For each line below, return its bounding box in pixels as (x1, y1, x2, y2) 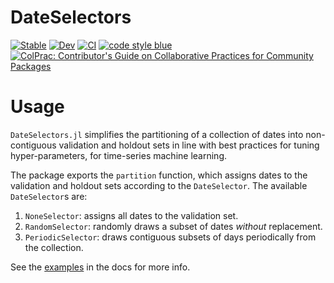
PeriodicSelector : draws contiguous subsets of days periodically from (24, 231, 317, 243)
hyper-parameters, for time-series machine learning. (10, 149, 228, 161)
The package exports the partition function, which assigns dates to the (10, 169, 308, 181)
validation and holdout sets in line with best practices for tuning (58, 139, 320, 151)
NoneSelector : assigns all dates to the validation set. (24, 209, 239, 221)
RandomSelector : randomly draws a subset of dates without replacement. (24, 220, 323, 232)
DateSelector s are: (10, 190, 88, 202)
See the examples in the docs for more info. (10, 261, 191, 273)
